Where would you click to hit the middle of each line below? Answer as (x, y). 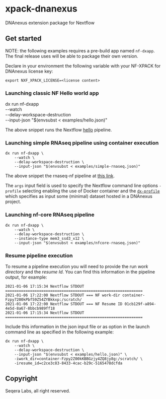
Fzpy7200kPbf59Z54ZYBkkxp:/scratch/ (44, 300)
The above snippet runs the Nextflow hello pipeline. (59, 130)
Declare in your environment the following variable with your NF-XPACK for (83, 65)
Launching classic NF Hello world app (52, 93)
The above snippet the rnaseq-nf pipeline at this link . (60, 176)
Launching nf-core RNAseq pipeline (50, 215)
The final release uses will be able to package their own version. (72, 56)
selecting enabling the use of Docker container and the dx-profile (91, 191)
